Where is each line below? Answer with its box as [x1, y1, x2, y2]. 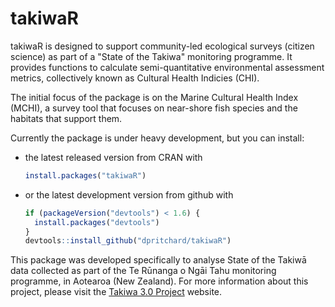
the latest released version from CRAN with [24, 151, 203, 163]
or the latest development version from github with [24, 188, 234, 201]
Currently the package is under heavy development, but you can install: [10, 132, 305, 144]
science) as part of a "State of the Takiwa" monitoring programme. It [10, 50, 293, 62]
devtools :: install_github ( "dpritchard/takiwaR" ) [24, 236, 232, 246]
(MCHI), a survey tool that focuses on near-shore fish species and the [10, 102, 298, 114]
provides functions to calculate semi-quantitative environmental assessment [10, 61, 325, 73]
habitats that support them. [10, 112, 123, 124]
